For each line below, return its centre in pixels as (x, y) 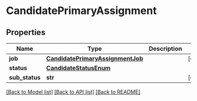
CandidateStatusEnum (78, 68)
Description (165, 49)
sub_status (25, 77)
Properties (26, 32)
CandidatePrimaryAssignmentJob (95, 58)
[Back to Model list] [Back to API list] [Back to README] (73, 92)
